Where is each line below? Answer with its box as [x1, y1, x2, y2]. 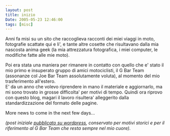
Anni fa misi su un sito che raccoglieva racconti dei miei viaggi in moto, [5, 36, 155, 42]
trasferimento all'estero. [5, 78, 56, 84]
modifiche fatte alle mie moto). [5, 52, 70, 58]
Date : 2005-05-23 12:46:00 [5, 17, 63, 22]
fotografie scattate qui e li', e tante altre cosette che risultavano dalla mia [5, 41, 159, 48]
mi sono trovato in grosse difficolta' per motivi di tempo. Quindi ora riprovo [5, 89, 163, 95]
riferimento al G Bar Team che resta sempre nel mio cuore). [5, 125, 131, 131]
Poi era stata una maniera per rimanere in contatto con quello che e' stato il [5, 62, 164, 68]
